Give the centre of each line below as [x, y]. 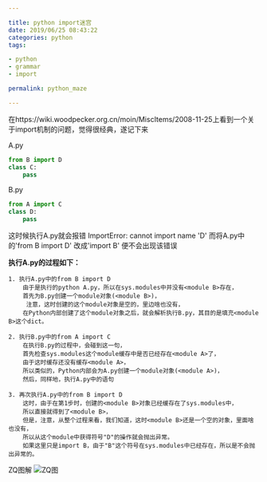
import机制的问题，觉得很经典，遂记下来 [82, 129]
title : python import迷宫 [50, 22]
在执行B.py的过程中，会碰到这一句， [74, 346]
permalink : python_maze [48, 89]
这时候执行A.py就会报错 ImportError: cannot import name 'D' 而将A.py [123, 235]
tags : [17, 45]
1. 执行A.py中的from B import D [60, 279]
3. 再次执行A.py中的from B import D [65, 395]
